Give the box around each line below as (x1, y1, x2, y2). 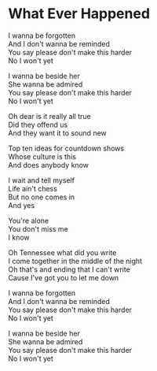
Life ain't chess (8, 184, 57, 193)
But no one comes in (8, 192, 75, 202)
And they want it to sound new (8, 128, 108, 138)
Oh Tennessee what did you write (8, 247, 117, 257)
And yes (8, 200, 35, 210)
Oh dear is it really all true (8, 111, 92, 121)
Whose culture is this (8, 151, 77, 161)
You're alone (8, 216, 49, 225)
